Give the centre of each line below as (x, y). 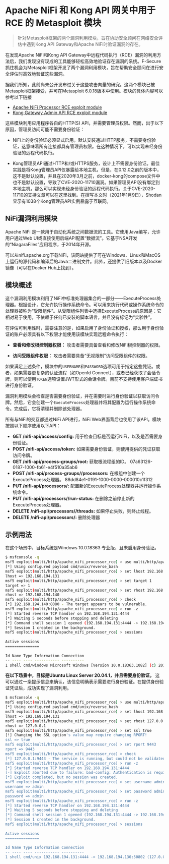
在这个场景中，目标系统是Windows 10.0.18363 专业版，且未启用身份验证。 (82, 548)
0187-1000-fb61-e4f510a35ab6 (45, 467)
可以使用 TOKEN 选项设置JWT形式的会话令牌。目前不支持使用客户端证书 (91, 379)
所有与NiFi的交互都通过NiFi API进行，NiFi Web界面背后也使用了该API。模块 (83, 419)
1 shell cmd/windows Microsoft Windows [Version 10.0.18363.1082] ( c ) (81, 665)
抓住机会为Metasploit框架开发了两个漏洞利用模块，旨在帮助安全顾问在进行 (82, 67)
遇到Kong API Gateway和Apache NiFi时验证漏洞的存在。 (85, 44)
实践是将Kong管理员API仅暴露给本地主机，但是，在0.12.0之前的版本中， (87, 169)
